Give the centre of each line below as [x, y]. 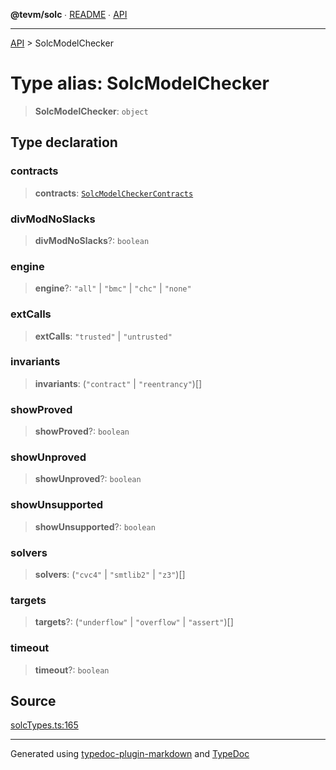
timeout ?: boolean [72, 670]
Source [33, 700]
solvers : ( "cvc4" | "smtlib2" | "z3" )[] [110, 574]
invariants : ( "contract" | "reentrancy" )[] [118, 383]
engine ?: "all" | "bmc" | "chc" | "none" [113, 288]
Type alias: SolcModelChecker [140, 83]
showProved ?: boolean [82, 431]
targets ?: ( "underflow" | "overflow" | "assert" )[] [134, 622]
